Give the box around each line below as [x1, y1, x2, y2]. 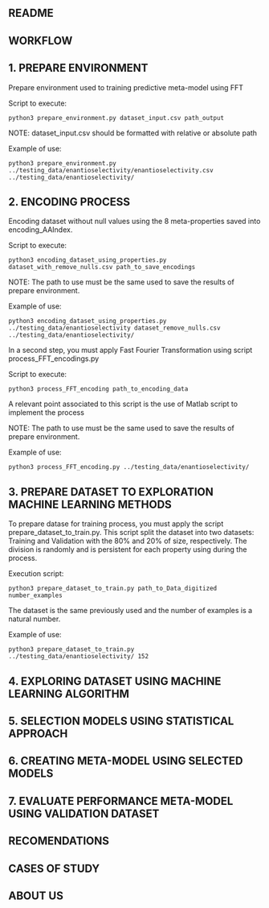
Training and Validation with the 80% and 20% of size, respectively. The [8, 536, 247, 546]
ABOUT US [8, 889, 64, 902]
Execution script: [8, 569, 64, 578]
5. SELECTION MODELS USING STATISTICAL [8, 715, 234, 728]
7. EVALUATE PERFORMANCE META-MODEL [8, 794, 234, 808]
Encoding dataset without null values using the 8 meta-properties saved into [8, 217, 261, 226]
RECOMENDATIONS [8, 834, 110, 848]
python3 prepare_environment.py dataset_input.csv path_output [8, 114, 225, 122]
